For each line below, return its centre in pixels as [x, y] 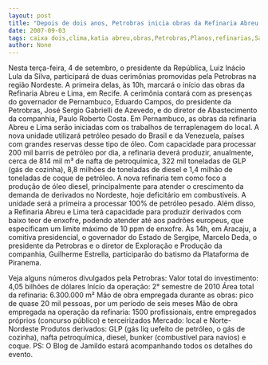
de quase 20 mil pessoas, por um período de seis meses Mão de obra [123, 304]
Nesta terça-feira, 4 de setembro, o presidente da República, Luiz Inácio [127, 68]
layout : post [30, 16]
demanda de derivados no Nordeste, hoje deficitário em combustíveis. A [127, 195]
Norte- [220, 320]
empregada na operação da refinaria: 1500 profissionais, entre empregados [132, 312]
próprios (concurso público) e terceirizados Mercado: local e [108, 320]
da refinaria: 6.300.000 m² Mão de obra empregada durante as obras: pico [131, 295]
